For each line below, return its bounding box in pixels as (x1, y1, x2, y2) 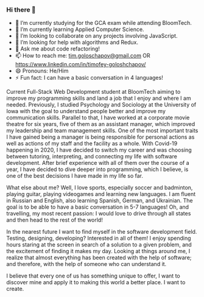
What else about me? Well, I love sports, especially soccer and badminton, (6, 184, 193, 191)
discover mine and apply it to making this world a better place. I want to (6, 279, 186, 286)
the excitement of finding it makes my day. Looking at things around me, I (6, 248, 191, 255)
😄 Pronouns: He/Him (15, 67, 69, 75)
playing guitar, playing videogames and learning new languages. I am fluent (6, 190, 196, 198)
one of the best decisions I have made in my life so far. (6, 172, 143, 180)
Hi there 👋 (6, 5, 37, 14)
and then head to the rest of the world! (6, 216, 104, 224)
